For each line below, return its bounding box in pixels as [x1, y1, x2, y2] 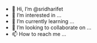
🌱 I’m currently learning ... [11, 18, 75, 24]
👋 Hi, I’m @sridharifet [11, 6, 63, 12]
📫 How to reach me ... [11, 31, 66, 37]
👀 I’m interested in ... [11, 12, 62, 19]
